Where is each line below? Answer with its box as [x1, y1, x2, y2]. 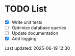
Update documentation [11, 30, 58, 36]
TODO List [4, 3, 47, 14]
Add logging [11, 36, 37, 42]
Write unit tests [11, 19, 43, 25]
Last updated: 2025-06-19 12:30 [4, 45, 70, 51]
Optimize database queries [11, 25, 67, 30]
